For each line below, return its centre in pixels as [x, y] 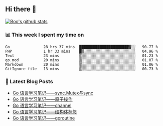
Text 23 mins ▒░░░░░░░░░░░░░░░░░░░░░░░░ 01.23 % [81, 56]
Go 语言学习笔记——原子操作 [42, 99]
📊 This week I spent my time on [45, 35]
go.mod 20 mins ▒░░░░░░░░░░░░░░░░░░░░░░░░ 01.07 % [81, 60]
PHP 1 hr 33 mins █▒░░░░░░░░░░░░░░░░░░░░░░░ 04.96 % [81, 51]
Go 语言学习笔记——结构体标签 [45, 112]
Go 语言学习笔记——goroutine [44, 118]
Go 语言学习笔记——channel [42, 105]
